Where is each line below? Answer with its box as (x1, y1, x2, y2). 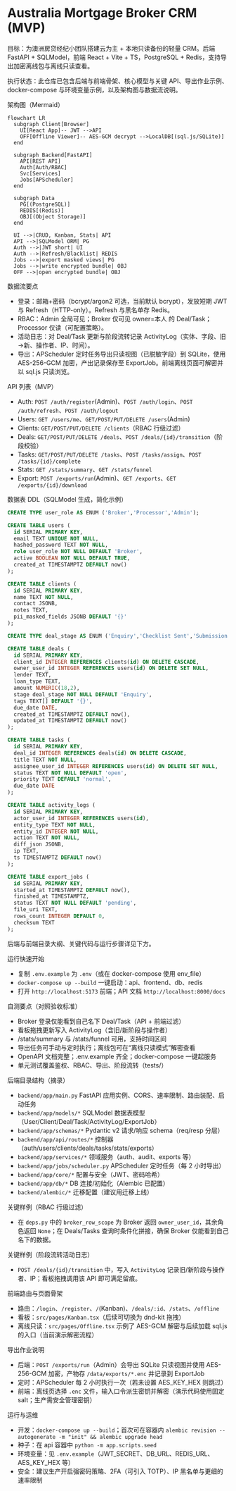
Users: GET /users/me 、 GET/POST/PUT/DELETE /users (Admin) (17, 414, 190, 423)
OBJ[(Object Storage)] (20, 213, 86, 220)
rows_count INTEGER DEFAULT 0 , (13, 912, 105, 920)
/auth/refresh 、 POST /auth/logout (17, 406, 119, 414)
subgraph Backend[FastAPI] (13, 151, 93, 159)
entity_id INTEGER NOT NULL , (13, 828, 99, 835)
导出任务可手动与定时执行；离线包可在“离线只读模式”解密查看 (17, 1043, 196, 1051)
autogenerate (17, 1433, 56, 1440)
